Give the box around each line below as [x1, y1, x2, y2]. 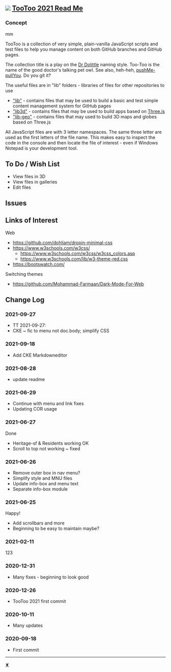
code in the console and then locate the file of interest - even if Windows [5, 139, 158, 145]
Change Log [5, 296, 45, 304]
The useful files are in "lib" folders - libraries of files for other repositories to [5, 82, 165, 88]
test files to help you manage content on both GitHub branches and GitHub [5, 46, 162, 52]
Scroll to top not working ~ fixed [12, 445, 80, 452]
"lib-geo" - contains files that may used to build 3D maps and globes [12, 113, 157, 120]
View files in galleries [12, 179, 58, 185]
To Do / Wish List [5, 160, 60, 168]
